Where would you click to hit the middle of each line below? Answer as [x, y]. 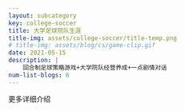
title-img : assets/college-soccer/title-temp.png [93, 38]
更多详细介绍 [29, 99]
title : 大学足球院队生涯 [45, 30]
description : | [34, 61]
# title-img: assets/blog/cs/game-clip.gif [82, 46]
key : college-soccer [43, 23]
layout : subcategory [43, 16]
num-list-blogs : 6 [39, 75]
